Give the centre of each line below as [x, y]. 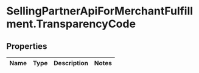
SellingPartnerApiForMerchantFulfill [100, 11]
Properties [27, 46]
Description [71, 63]
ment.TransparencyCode [71, 24]
